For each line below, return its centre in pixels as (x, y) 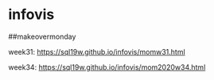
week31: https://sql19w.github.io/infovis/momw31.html (97, 51)
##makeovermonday (42, 36)
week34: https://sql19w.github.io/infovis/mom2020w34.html (107, 67)
